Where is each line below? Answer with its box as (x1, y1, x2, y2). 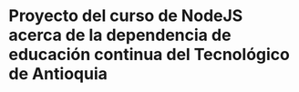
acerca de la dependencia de (8, 25, 232, 46)
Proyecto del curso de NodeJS (8, 5, 243, 26)
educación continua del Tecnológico (8, 45, 291, 65)
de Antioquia (8, 64, 108, 85)
